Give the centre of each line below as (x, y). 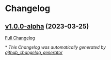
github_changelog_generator (34, 52)
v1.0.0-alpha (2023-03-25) (47, 26)
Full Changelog (20, 38)
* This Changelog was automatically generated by (55, 47)
